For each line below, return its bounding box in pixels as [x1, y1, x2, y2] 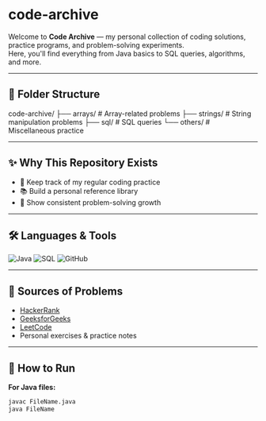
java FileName [8, 405, 55, 413]
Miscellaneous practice [8, 126, 85, 135]
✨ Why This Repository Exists [8, 156, 158, 170]
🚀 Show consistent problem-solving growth [19, 197, 161, 207]
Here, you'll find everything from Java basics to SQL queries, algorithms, [8, 48, 245, 58]
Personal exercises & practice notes [19, 331, 137, 341]
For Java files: [8, 383, 56, 392]
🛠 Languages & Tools [8, 229, 117, 242]
